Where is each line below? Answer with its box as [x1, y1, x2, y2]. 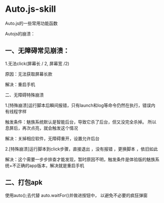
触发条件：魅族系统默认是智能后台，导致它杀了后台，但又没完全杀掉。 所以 [5, 119, 157, 125]
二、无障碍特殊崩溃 [5, 92, 44, 98]
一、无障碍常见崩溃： [5, 47, 70, 55]
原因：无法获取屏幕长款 [5, 71, 52, 77]
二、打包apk [5, 178, 43, 187]
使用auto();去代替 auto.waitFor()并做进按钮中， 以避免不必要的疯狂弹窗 [5, 192, 148, 198]
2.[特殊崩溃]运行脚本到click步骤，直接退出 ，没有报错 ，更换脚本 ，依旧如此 [5, 146, 158, 152]
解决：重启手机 [5, 81, 35, 87]
